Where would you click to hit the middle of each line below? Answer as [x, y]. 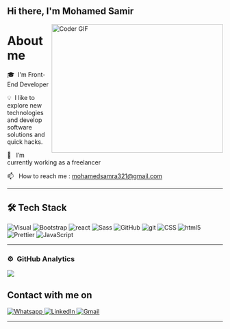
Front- [37, 75]
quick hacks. [25, 142]
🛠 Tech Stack [37, 207]
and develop [25, 120]
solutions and [26, 135]
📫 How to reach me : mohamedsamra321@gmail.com [85, 176]
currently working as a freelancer [54, 162]
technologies [25, 113]
